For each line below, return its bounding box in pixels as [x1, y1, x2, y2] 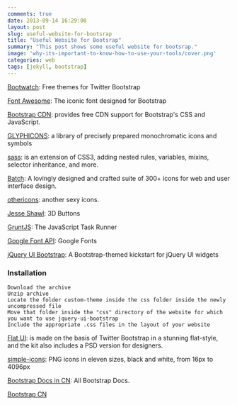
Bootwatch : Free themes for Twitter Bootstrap [7, 82, 141, 91]
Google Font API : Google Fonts [7, 236, 98, 245]
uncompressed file [7, 302, 62, 309]
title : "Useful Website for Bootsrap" [7, 37, 122, 44]
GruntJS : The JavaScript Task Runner [7, 223, 117, 231]
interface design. [7, 182, 57, 190]
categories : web [7, 57, 55, 64]
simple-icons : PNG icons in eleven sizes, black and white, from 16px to [7, 355, 214, 363]
